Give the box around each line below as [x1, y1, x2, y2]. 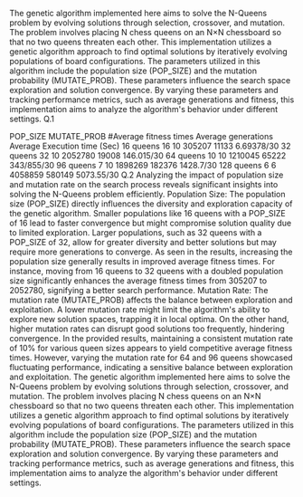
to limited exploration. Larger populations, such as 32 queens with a [9, 227, 262, 238]
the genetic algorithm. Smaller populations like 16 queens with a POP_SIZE [9, 208, 287, 218]
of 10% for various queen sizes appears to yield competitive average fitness [9, 343, 293, 353]
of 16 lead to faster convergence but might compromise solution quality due [9, 217, 292, 228]
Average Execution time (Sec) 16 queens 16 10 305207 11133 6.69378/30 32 [9, 140, 291, 151]
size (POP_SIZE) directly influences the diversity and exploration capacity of [9, 198, 293, 209]
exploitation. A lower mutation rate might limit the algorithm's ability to [9, 304, 270, 315]
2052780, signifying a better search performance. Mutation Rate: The [9, 285, 269, 295]
